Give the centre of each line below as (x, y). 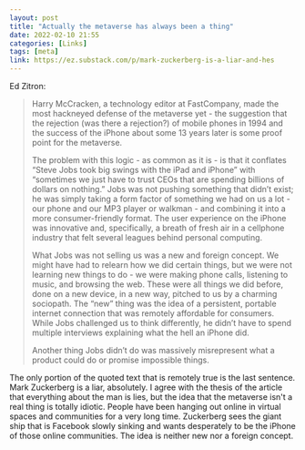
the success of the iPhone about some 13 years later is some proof (157, 133)
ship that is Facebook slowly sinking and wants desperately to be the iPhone (152, 426)
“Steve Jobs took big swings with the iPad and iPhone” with (143, 170)
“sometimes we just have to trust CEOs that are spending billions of (158, 179)
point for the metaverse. (77, 143)
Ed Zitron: (28, 86)
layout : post (34, 18)
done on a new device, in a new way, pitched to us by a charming (154, 294)
